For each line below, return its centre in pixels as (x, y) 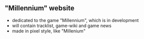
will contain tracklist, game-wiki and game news (61, 25)
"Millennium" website (40, 8)
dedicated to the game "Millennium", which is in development (75, 20)
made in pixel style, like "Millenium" (49, 31)
